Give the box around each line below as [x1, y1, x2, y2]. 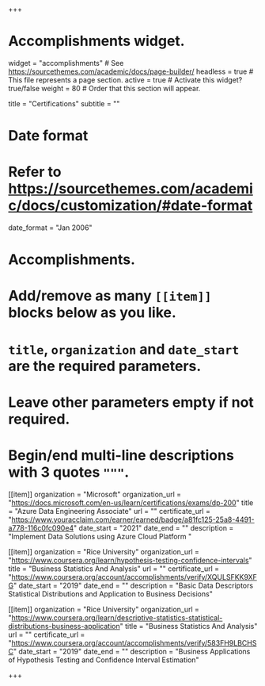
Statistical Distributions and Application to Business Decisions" [8, 588, 214, 599]
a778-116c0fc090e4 [8, 523, 74, 532]
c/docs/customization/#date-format [8, 197, 253, 215]
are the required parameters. [8, 357, 202, 375]
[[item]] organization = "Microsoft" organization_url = [8, 489, 182, 499]
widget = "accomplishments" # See [8, 58, 124, 67]
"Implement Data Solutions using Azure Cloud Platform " [8, 531, 192, 541]
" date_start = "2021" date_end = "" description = [74, 523, 234, 532]
